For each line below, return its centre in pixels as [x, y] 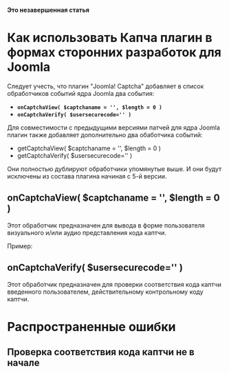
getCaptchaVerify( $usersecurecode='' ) [75, 155]
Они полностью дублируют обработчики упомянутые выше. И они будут [115, 169]
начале [23, 363]
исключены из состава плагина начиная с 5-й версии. [87, 176]
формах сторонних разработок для [115, 53]
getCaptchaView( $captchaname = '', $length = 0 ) [89, 148]
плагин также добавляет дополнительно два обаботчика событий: [105, 134]
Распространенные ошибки [91, 326]
